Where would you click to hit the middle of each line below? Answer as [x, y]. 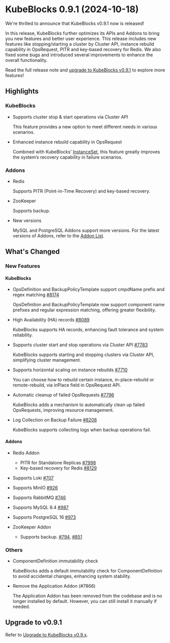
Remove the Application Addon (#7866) [54, 586]
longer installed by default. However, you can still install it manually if [85, 601]
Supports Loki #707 [33, 478]
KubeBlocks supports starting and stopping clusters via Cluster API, [83, 355]
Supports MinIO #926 [35, 487]
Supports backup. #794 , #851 [51, 537]
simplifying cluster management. [47, 360]
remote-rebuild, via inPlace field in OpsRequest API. [67, 385]
